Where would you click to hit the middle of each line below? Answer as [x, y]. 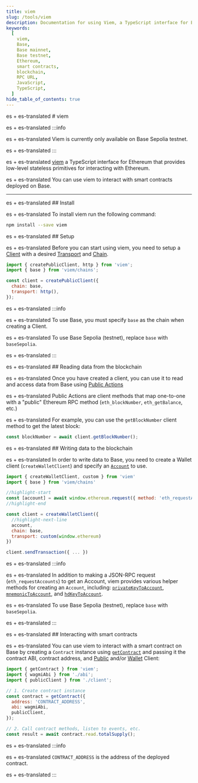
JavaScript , [31, 83]
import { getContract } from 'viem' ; [52, 669]
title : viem [21, 11]
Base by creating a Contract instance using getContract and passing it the [96, 652]
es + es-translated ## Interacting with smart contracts [72, 634]
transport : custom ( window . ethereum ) [56, 536]
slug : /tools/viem [29, 17]
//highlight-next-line [39, 519]
